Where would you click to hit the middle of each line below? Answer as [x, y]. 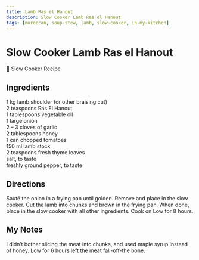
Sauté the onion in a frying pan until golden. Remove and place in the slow [97, 198]
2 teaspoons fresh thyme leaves [46, 153]
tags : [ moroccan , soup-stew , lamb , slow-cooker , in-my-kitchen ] [88, 23]
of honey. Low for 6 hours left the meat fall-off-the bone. [76, 250]
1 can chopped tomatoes [36, 140]
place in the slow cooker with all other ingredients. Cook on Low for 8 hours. [100, 211]
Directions [26, 184]
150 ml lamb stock [28, 146]
